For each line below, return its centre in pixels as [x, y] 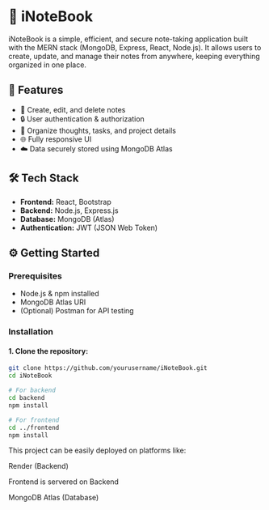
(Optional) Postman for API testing [77, 311]
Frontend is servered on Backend [64, 482]
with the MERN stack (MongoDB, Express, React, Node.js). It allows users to [135, 47]
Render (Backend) [38, 466]
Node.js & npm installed [59, 294]
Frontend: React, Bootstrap [65, 202]
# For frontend [34, 420]
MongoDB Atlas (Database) [54, 498]
